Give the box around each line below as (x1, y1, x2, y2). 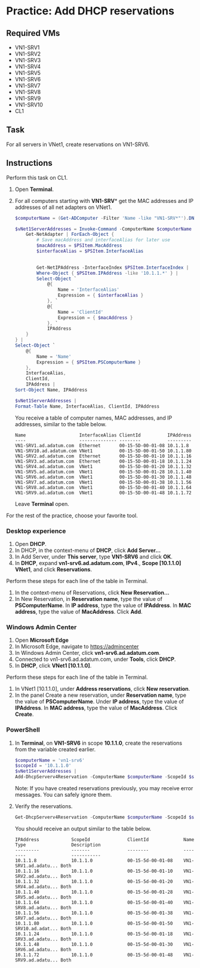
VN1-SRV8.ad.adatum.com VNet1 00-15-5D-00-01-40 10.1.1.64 (14, 484, 192, 490)
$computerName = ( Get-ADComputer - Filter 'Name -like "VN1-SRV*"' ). (14, 215, 189, 221)
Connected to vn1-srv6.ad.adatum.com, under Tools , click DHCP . (14, 656, 176, 663)
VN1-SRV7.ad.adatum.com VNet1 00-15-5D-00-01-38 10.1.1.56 (14, 479, 192, 485)
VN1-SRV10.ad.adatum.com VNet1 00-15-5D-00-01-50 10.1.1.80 (14, 448, 192, 454)
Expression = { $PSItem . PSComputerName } (36, 359, 141, 365)
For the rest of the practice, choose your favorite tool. (6, 512, 139, 519)
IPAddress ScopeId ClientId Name (14, 836, 195, 842)
